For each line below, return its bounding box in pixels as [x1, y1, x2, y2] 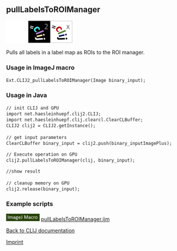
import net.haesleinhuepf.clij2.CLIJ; [6, 111, 101, 117]
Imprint [6, 238, 24, 245]
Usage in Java [6, 91, 48, 100]
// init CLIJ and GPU [6, 105, 59, 111]
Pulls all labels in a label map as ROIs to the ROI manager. [6, 48, 145, 55]
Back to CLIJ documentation [6, 227, 75, 234]
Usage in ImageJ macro [6, 63, 75, 71]
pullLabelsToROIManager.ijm [41, 215, 110, 223]
